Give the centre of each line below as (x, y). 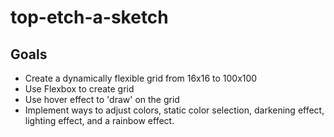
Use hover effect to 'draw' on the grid (102, 99)
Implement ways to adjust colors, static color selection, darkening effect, (174, 110)
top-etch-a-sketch (89, 17)
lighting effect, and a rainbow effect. (99, 120)
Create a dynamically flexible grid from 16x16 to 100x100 (141, 78)
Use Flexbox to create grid (79, 89)
